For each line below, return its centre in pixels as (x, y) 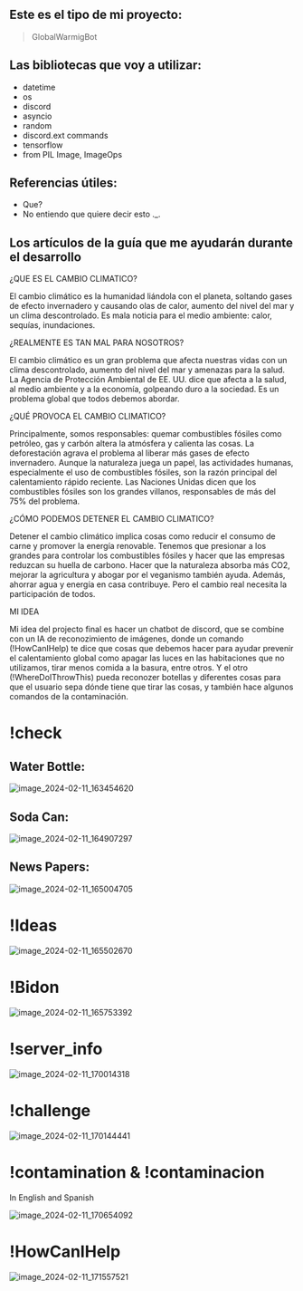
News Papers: (50, 867)
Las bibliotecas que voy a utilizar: (105, 66)
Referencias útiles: (63, 183)
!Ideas (33, 925)
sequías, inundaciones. (52, 325)
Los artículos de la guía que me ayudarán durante (151, 242)
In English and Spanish (52, 1197)
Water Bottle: (47, 766)
